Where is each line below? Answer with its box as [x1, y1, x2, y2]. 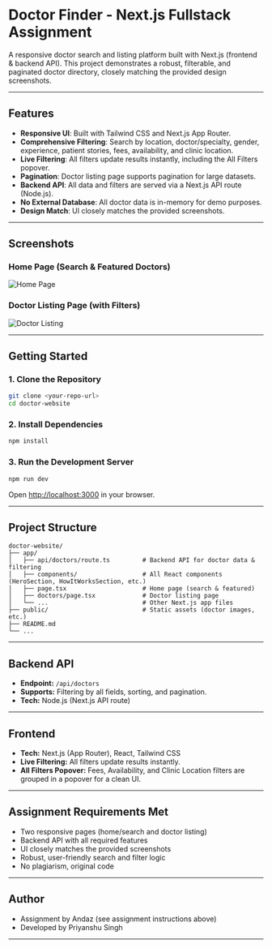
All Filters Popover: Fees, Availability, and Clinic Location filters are [19, 765, 245, 775]
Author [8, 892, 45, 906]
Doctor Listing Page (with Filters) [8, 300, 141, 311]
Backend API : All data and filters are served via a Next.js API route [19, 180, 242, 190]
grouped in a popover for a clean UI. [19, 774, 142, 783]
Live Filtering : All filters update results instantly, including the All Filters [19, 154, 258, 164]
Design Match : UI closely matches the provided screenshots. [19, 205, 225, 216]
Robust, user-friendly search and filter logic [19, 852, 166, 862]
